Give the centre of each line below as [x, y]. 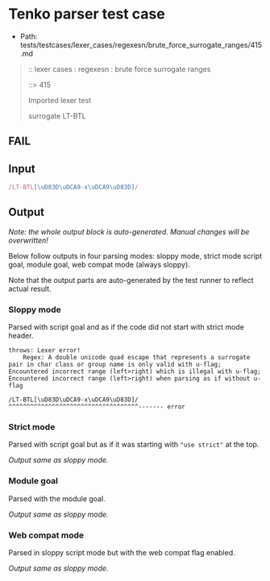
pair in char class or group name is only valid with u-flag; [115, 365]
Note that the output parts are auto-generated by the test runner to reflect [131, 280]
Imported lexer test [59, 100]
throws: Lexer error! [45, 351]
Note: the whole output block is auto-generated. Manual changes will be [129, 231]
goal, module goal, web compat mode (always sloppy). [100, 264]
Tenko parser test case [87, 14]
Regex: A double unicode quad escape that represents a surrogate [137, 358]
